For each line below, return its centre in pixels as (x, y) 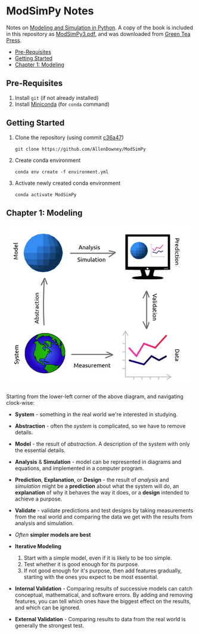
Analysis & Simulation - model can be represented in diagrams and (98, 462)
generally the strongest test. (49, 625)
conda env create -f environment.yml (62, 172)
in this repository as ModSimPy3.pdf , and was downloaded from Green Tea (98, 33)
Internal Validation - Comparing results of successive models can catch (103, 589)
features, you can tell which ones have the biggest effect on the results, (103, 602)
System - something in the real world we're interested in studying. (96, 414)
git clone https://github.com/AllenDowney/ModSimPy (80, 149)
